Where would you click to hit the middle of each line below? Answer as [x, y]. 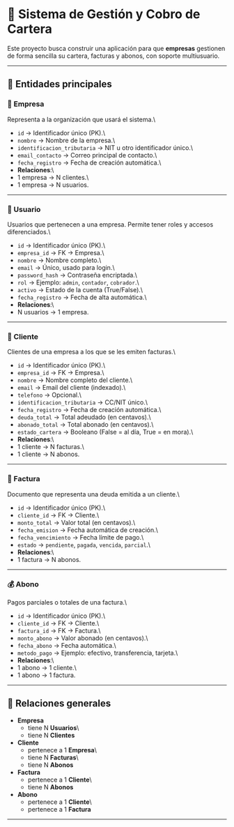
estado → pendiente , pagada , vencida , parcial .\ [84, 545]
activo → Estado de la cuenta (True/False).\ [80, 289]
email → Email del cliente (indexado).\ [71, 388]
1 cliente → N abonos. [48, 454]
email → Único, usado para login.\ [66, 267]
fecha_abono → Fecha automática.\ [67, 645]
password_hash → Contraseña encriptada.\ [77, 275]
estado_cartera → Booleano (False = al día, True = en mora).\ [105, 432]
